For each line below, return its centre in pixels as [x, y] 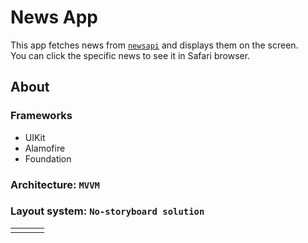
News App [54, 17]
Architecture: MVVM [55, 184]
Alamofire [45, 148]
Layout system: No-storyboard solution [107, 211]
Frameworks [41, 116]
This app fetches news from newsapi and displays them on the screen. [154, 45]
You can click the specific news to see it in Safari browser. [130, 55]
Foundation [48, 158]
